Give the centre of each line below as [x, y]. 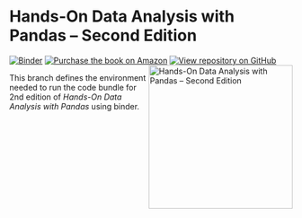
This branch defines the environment [78, 77]
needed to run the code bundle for [73, 87]
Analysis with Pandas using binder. [75, 106]
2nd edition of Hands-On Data [66, 97]
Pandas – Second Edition [103, 35]
